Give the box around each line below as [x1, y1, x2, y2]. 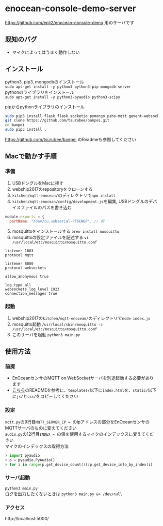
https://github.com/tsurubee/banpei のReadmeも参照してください [5, 137, 137, 142]
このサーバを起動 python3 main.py [12, 331, 80, 337]
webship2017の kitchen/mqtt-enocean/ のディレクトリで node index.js [12, 315, 150, 321]
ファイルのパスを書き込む [20, 204, 72, 210]
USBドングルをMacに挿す [12, 180, 64, 186]
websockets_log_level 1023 [5, 286, 60, 292]
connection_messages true [5, 291, 57, 296]
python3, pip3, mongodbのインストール [5, 79, 84, 84]
